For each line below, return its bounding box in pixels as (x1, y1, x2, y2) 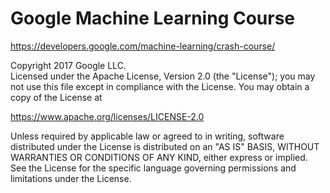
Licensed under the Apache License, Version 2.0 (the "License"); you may (10, 70, 316, 82)
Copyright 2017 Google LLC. (10, 59, 127, 71)
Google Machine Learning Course (10, 7, 296, 30)
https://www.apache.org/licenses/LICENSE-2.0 (10, 110, 205, 122)
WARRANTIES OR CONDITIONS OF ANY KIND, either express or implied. (10, 151, 308, 163)
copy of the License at (10, 91, 103, 103)
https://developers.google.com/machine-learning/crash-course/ (10, 40, 276, 52)
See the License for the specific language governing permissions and (10, 162, 297, 174)
